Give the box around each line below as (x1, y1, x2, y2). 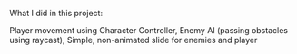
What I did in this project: (9, 8, 103, 18)
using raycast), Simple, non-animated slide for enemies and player (9, 35, 258, 45)
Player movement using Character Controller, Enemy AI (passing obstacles (9, 25, 289, 35)
